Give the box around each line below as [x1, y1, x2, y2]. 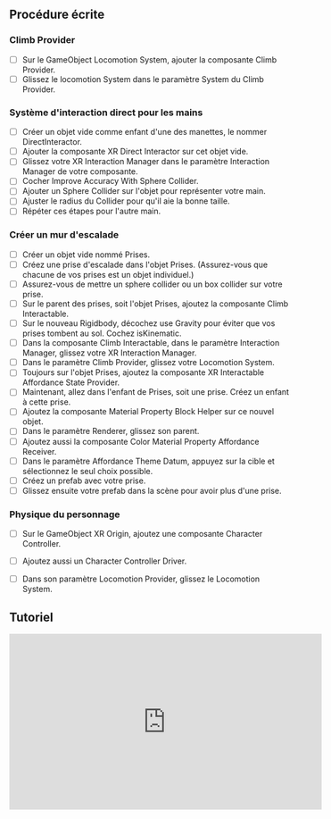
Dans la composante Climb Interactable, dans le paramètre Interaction [21, 338, 280, 348]
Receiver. [21, 446, 57, 456]
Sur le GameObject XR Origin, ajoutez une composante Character [21, 529, 263, 539]
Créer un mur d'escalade [9, 229, 119, 241]
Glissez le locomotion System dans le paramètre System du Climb [21, 73, 265, 84]
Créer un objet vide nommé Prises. [21, 249, 151, 260]
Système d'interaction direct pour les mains [9, 106, 203, 119]
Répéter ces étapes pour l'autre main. [21, 205, 161, 217]
